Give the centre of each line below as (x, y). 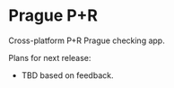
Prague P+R (53, 16)
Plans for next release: (50, 57)
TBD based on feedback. (67, 75)
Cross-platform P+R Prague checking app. (87, 40)
